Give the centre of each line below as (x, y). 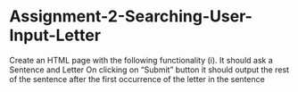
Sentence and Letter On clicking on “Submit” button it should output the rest (149, 70)
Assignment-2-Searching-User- (131, 17)
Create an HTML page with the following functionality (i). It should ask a (141, 60)
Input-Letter (55, 35)
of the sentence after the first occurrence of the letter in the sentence (137, 79)
